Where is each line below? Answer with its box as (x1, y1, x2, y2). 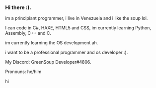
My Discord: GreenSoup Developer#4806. (5, 59, 91, 65)
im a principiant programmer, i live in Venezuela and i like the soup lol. (5, 15, 148, 21)
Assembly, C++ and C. (5, 30, 51, 36)
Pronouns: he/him (5, 69, 42, 75)
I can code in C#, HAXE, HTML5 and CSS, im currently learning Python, (5, 25, 152, 31)
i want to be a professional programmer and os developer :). (5, 49, 128, 56)
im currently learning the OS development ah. (5, 40, 98, 46)
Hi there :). (5, 4, 31, 11)
